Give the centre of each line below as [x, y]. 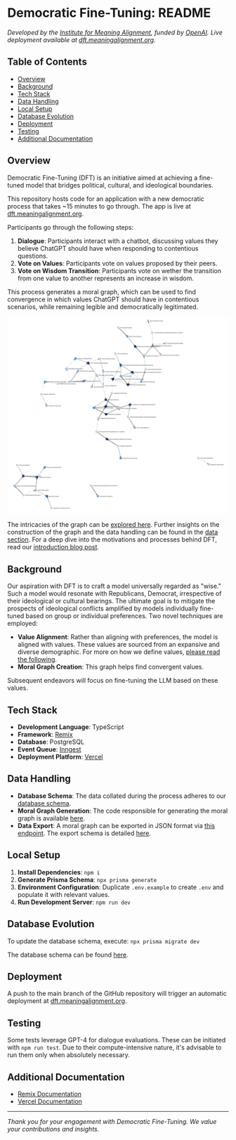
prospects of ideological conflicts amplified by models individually [103, 608]
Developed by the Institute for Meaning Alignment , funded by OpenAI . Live [115, 32]
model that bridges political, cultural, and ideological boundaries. [119, 185]
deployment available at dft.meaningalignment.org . [81, 39]
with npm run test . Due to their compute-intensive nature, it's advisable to [114, 1047]
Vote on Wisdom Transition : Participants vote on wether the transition [119, 270]
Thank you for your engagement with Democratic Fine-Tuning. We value [112, 1121]
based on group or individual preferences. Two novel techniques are [124, 616]
